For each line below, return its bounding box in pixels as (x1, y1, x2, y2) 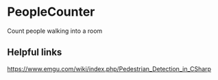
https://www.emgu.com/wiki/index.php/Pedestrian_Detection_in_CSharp (7, 64, 211, 72)
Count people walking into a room (7, 27, 103, 35)
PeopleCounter (7, 4, 95, 20)
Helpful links (7, 46, 62, 58)
